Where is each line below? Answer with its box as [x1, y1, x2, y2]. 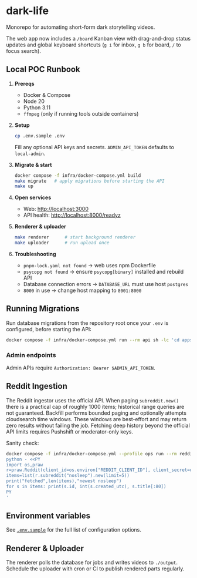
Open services [14, 194, 52, 201]
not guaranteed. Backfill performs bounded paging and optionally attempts [6, 409, 186, 416]
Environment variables [6, 511, 91, 521]
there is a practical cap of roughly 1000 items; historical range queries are [6, 403, 185, 410]
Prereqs [14, 80, 35, 87]
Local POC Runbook [6, 65, 80, 75]
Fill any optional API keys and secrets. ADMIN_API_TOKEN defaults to [14, 143, 175, 150]
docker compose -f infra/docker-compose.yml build [14, 172, 141, 179]
